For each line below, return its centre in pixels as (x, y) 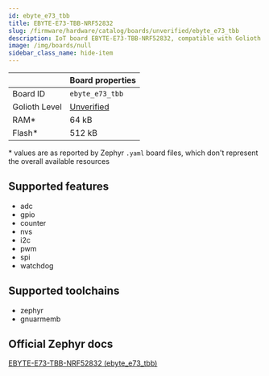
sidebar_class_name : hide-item (61, 53)
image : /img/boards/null (50, 46)
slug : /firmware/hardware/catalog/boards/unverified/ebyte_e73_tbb (124, 31)
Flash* (25, 133)
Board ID (29, 94)
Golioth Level (37, 107)
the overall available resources (59, 161)
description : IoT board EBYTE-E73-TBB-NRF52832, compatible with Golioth (135, 38)
